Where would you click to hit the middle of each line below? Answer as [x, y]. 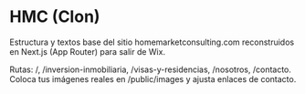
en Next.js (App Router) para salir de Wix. [88, 51]
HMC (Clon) [55, 17]
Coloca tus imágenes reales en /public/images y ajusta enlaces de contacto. [153, 78]
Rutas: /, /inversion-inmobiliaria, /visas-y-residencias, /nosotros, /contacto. [151, 69]
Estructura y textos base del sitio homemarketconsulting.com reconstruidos [152, 42]
